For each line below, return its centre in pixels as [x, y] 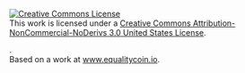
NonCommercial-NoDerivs [58, 32]
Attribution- [214, 23]
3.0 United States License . [157, 32]
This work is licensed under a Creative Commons [100, 23]
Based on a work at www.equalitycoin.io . [84, 59]
